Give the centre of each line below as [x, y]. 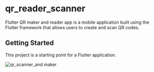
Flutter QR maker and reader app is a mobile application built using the [77, 22]
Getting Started [30, 43]
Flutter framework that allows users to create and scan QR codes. [72, 27]
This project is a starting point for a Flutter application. [61, 55]
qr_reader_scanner [45, 9]
